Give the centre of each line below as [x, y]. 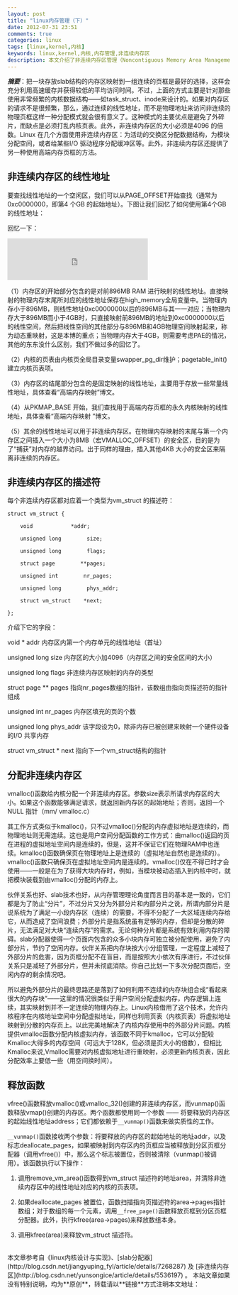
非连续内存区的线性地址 [58, 177]
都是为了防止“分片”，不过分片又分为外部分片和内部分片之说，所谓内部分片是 [119, 904]
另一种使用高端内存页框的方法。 [54, 152]
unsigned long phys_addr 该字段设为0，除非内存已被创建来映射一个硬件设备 [118, 727]
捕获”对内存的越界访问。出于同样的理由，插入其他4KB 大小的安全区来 [118, 448]
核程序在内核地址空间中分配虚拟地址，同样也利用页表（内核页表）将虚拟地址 [119, 1016]
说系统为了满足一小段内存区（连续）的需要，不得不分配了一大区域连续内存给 [119, 913]
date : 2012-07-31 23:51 [42, 27]
